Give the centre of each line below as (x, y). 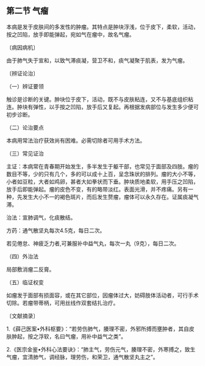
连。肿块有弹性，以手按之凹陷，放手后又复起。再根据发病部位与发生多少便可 (103, 107)
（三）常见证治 (25, 153)
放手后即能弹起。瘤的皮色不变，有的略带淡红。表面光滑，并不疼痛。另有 (97, 189)
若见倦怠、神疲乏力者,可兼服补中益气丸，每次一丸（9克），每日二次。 (93, 243)
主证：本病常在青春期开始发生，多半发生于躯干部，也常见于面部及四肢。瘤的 (103, 166)
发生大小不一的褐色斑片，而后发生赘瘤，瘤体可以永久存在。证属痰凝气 (110, 196)
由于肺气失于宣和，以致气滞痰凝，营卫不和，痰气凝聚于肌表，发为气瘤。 (97, 60)
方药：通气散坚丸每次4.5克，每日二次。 (56, 230)
